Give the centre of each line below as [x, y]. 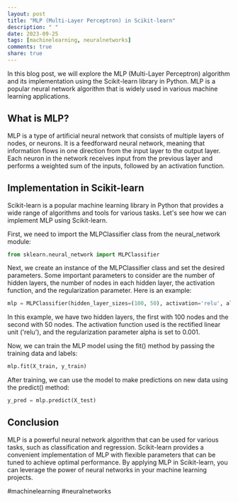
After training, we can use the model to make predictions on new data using [118, 380]
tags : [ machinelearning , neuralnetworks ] [69, 40]
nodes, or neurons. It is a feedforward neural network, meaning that [106, 143]
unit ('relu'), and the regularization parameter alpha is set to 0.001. [104, 332]
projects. [20, 477]
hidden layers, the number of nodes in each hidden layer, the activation [111, 283]
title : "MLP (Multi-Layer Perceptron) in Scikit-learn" [91, 21]
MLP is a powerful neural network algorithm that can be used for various [113, 440]
